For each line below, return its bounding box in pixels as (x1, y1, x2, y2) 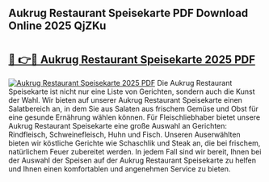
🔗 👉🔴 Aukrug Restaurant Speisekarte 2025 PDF (8, 53, 256, 66)
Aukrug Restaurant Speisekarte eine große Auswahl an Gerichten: (8, 121, 228, 130)
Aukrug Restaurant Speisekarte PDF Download (8, 6, 249, 20)
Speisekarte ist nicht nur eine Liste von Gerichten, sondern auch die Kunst (8, 87, 255, 96)
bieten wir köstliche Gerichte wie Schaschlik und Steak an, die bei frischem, (8, 138, 261, 148)
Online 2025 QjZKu (8, 19, 107, 33)
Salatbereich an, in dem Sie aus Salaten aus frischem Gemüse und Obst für (8, 104, 258, 113)
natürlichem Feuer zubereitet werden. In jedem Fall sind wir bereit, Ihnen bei (8, 147, 262, 156)
